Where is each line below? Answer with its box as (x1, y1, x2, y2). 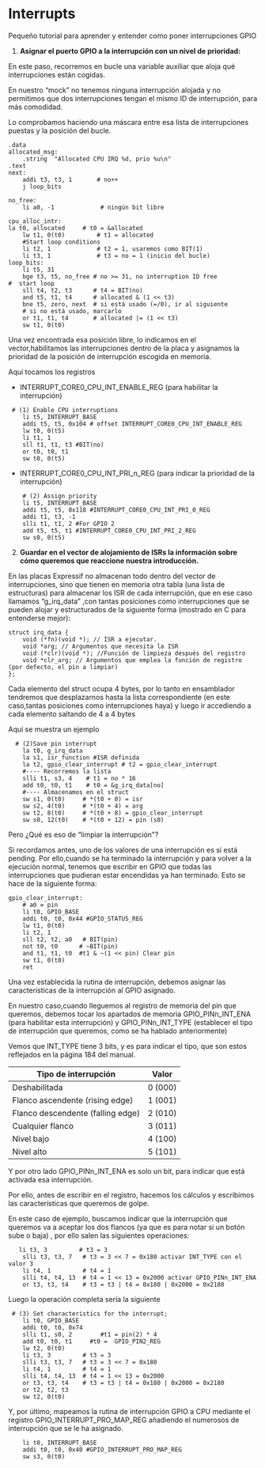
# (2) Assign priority (22, 492, 97, 500)
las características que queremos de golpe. (8, 1198, 150, 1208)
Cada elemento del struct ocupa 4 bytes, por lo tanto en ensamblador (8, 683, 236, 693)
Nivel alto (12, 1146, 47, 1157)
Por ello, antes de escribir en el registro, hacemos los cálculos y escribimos (8, 1190, 255, 1199)
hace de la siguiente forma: (8, 879, 97, 888)
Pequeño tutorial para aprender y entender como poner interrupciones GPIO (8, 31, 257, 40)
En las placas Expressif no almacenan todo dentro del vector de (8, 571, 216, 581)
